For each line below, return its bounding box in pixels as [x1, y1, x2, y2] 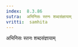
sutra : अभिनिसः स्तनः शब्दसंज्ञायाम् [6, 14, 72, 19]
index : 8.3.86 [6, 8, 43, 14]
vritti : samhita [6, 19, 48, 25]
